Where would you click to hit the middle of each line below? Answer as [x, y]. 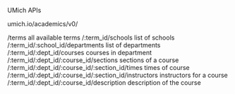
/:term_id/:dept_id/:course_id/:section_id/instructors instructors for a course [117, 75]
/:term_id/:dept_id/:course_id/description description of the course [104, 83]
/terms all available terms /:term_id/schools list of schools [91, 37]
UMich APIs [24, 10]
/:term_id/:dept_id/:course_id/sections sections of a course [93, 60]
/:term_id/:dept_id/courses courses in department [79, 53]
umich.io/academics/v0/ [43, 24]
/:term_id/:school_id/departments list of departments [84, 45]
